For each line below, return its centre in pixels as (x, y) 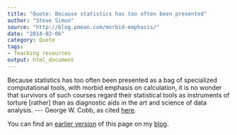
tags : (15, 47)
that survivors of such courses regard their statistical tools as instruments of (118, 95)
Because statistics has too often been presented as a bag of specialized (112, 80)
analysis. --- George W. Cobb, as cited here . (72, 110)
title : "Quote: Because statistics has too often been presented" (107, 14)
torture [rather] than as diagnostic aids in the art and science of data (107, 102)
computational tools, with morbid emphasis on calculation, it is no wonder (115, 87)
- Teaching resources (39, 54)
